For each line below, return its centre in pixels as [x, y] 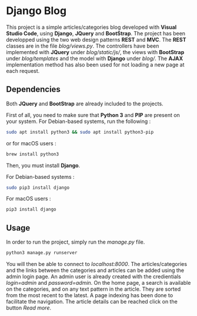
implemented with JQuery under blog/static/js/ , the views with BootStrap [95, 52]
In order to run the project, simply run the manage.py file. [76, 242]
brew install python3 [33, 154]
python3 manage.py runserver [42, 253]
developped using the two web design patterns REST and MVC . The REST [96, 39]
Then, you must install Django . [43, 165]
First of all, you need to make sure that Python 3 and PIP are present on [93, 115]
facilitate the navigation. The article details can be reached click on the [92, 301]
